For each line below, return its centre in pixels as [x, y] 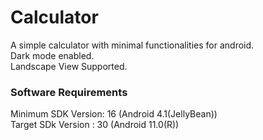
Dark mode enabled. [52, 55]
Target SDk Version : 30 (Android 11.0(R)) [95, 125]
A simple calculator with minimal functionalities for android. [132, 45]
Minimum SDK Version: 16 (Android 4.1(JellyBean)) [114, 114]
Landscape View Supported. [69, 66]
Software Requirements [69, 92]
